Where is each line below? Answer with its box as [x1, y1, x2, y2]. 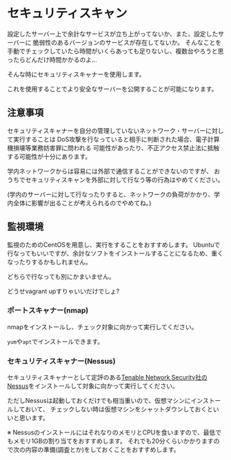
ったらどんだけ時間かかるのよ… [7, 55, 98, 63]
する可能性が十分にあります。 [7, 152, 92, 160]
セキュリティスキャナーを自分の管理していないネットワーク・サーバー [7, 126, 206, 134]
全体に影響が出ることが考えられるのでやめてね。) [12, 198, 152, 207]
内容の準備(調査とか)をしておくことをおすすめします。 [25, 446, 180, 454]
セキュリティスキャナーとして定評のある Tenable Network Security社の [7, 373, 208, 381]
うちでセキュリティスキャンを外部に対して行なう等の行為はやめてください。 [7, 176, 224, 184]
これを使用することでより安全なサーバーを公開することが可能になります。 [7, 85, 218, 93]
